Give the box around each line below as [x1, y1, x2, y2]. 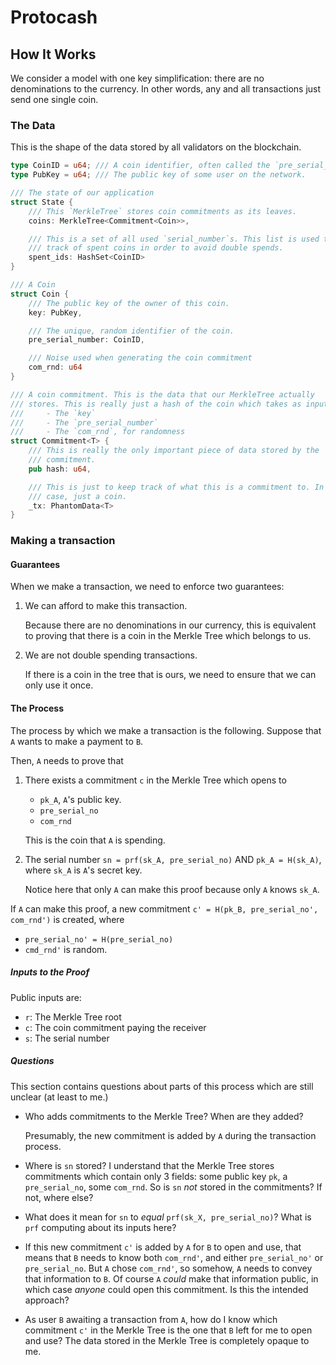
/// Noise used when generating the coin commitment [28, 353, 253, 363]
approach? [24, 1294, 70, 1306]
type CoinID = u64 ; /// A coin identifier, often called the [10, 161, 271, 171]
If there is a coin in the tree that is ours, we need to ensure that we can [24, 669, 317, 681]
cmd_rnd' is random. [24, 943, 108, 955]
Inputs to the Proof [10, 966, 90, 978]
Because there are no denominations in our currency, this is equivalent [24, 619, 317, 631]
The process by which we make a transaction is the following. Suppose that [10, 724, 322, 736]
